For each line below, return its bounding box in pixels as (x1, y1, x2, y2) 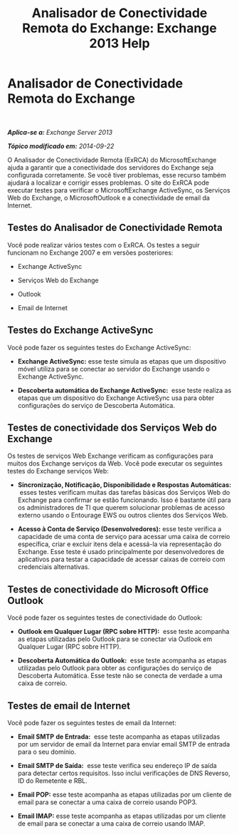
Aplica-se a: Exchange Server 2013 (7, 128, 112, 136)
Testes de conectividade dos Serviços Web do (7, 421, 217, 434)
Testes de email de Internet (7, 700, 130, 712)
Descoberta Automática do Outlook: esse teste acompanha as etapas (17, 656, 227, 665)
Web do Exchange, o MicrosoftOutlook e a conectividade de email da (7, 193, 210, 202)
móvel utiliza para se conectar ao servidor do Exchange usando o (17, 364, 211, 373)
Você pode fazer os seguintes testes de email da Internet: (7, 719, 176, 727)
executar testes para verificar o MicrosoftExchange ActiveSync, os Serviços (7, 185, 230, 194)
